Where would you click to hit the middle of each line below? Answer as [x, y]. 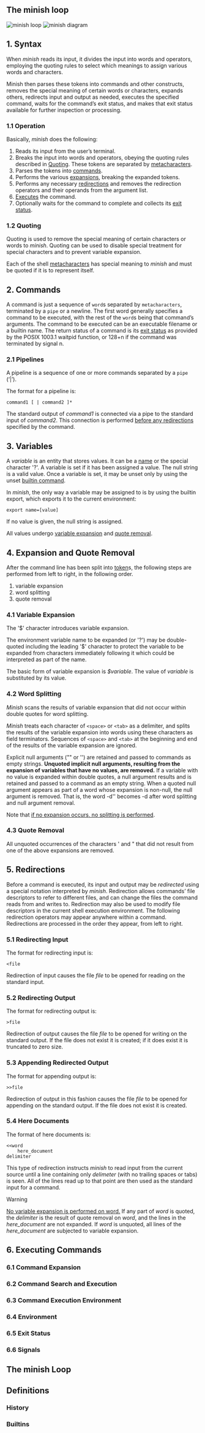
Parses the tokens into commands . [59, 171]
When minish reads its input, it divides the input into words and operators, [99, 59]
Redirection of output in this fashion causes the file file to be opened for [97, 1099]
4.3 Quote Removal [35, 831]
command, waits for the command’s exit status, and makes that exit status [99, 103]
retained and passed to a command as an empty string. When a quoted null [101, 783]
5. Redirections [36, 870]
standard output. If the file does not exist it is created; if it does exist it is [97, 1040]
